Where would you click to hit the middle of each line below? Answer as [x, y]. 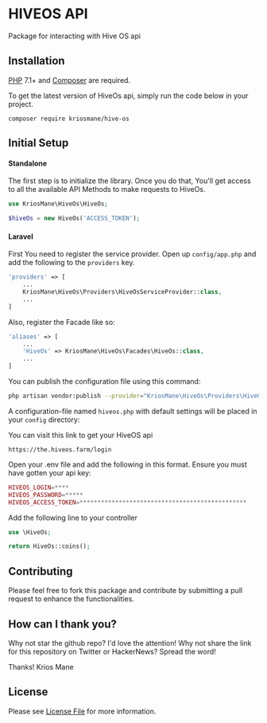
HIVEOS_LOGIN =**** [39, 487]
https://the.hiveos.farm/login [60, 449]
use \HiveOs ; [30, 532]
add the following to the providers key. [72, 263]
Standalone [28, 163]
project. [21, 104]
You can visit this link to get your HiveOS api [81, 435]
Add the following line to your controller [73, 518]
